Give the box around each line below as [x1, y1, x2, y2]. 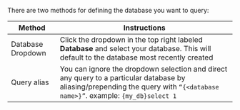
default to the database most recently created [59, 53, 214, 62]
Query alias [11, 77, 49, 87]
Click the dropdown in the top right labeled [59, 35, 203, 45]
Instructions [123, 23, 166, 33]
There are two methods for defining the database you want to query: [7, 6, 209, 14]
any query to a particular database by [59, 73, 186, 82]
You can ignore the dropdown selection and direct [59, 64, 228, 74]
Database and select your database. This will [59, 44, 211, 53]
